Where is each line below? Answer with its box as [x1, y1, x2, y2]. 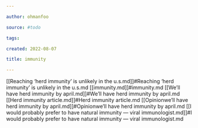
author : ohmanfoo [6, 14, 49, 19]
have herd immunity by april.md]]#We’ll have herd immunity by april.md [6, 90, 180, 97]
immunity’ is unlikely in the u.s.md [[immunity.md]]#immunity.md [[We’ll [6, 84, 180, 91]
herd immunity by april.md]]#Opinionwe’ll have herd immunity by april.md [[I [6, 103, 192, 110]
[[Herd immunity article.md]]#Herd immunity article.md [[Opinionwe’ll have [6, 97, 189, 104]
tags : [6, 35, 20, 41]
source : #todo [6, 24, 41, 30]
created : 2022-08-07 [6, 45, 57, 52]
